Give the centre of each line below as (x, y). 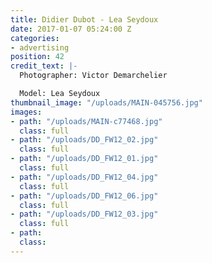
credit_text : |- (44, 66)
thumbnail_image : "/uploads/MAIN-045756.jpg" (106, 102)
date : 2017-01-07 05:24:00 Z (71, 29)
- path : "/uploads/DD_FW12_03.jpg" (84, 214)
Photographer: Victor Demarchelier (93, 76)
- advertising (40, 47)
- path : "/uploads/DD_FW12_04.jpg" (84, 177)
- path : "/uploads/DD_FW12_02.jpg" (84, 140)
